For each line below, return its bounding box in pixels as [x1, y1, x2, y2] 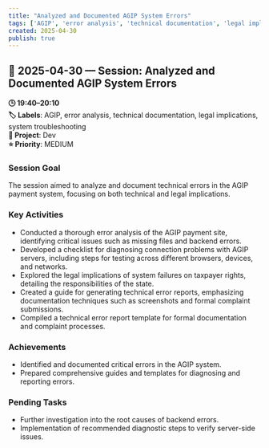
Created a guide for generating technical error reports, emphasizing [19, 287, 244, 297]
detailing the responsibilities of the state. [19, 279, 155, 288]
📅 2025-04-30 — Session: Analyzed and [8, 63, 215, 77]
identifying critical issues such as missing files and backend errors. [19, 236, 242, 246]
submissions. [19, 304, 64, 314]
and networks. [19, 262, 68, 271]
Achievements [8, 341, 66, 352]
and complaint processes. [19, 321, 106, 331]
